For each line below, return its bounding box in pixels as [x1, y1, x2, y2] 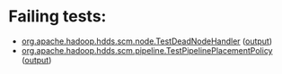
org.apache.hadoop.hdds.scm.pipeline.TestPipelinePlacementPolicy [21, 45, 273, 55]
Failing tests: [8, 6, 107, 27]
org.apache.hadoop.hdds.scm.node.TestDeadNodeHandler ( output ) [21, 36, 273, 46]
